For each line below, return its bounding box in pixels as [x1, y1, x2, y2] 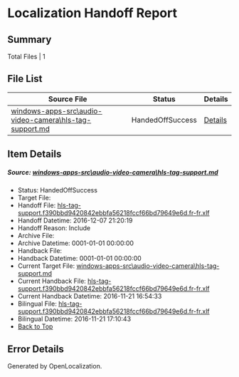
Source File [48, 94, 87, 104]
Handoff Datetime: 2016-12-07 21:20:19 [17, 216, 133, 225]
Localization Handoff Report [7, 5, 178, 21]
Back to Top [17, 322, 53, 331]
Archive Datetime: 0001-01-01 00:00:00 [17, 239, 134, 247]
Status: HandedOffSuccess [17, 186, 98, 195]
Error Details [7, 343, 64, 355]
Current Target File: [17, 262, 75, 270]
